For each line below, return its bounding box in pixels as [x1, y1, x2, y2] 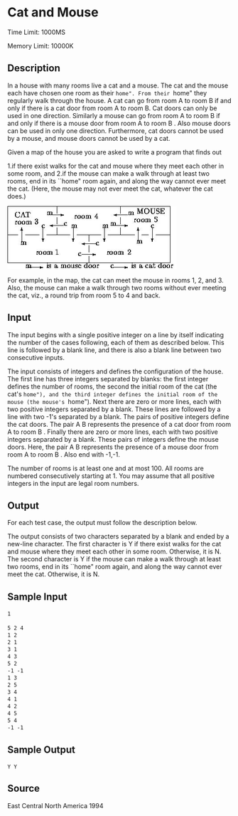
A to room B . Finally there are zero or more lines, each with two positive [7, 428, 218, 436]
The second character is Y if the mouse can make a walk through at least [7, 555, 222, 563]
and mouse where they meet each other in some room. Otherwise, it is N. [7, 547, 222, 556]
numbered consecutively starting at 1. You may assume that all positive [7, 471, 215, 480]
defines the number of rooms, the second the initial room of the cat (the [7, 382, 217, 391]
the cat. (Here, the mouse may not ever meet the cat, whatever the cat [7, 184, 213, 193]
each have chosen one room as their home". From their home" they [7, 88, 207, 97]
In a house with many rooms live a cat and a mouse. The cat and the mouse [7, 81, 229, 90]
